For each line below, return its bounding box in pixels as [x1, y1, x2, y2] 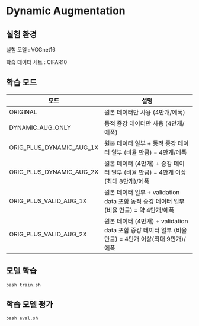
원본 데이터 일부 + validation [104, 188, 180, 196]
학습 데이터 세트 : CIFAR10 [6, 59, 68, 66]
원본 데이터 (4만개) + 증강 [104, 159, 173, 167]
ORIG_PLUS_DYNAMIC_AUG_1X [9, 143, 99, 152]
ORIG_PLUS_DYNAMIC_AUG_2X [9, 168, 99, 176]
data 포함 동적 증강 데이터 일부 [104, 197, 185, 205]
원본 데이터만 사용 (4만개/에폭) [104, 108, 185, 116]
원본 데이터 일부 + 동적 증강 [104, 139, 176, 148]
